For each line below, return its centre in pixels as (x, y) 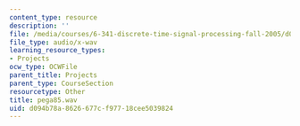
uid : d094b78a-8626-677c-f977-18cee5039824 (92, 108)
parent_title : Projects (54, 75)
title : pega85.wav (43, 100)
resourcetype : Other (48, 91)
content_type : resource (54, 17)
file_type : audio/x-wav (54, 42)
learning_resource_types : (57, 51)
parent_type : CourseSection (62, 83)
